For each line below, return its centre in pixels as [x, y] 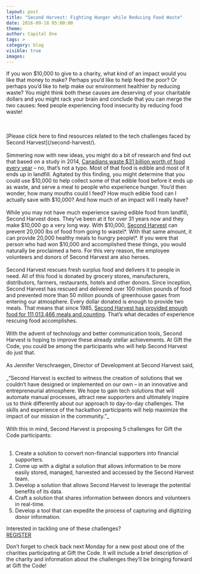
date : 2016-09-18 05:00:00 [40, 23]
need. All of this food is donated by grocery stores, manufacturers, [88, 276]
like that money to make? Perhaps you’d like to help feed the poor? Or [92, 80]
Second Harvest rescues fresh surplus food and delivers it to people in [93, 270]
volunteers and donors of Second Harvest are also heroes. [78, 257]
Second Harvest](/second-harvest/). [51, 142]
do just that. [21, 352]
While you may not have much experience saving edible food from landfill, [97, 212]
